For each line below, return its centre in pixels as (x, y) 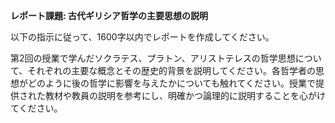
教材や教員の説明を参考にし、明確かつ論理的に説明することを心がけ (185, 95)
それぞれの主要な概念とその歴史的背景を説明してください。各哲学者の (172, 70)
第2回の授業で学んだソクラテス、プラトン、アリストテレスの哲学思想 (153, 58)
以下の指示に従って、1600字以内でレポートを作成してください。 (142, 37)
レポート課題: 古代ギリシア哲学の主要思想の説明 (109, 15)
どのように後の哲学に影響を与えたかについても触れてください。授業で (172, 83)
